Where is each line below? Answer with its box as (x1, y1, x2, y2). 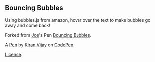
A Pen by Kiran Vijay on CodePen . (5, 42, 75, 48)
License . (5, 51, 23, 57)
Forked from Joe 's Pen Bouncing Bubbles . (5, 32, 92, 38)
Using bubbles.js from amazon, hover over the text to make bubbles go (5, 17, 151, 23)
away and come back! (5, 22, 51, 28)
